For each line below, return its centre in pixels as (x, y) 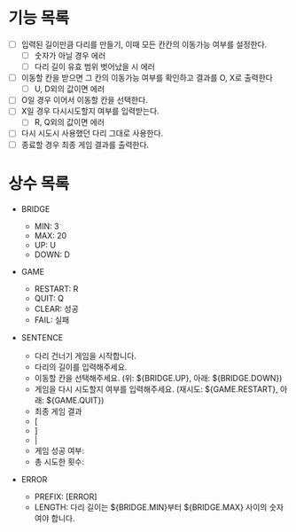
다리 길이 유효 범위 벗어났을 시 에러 (95, 66)
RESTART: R (56, 288)
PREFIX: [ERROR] (66, 497)
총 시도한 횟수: (59, 461)
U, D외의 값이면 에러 (70, 89)
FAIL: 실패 (52, 319)
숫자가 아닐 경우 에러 (70, 55)
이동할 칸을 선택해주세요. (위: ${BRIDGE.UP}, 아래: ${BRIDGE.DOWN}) (158, 378)
